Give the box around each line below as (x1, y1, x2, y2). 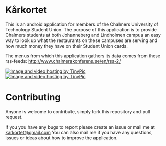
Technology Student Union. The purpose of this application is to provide (5, 26, 157, 32)
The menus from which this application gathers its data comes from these (5, 53, 161, 59)
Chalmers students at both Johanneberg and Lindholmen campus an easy (5, 32, 161, 38)
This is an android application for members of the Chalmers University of (5, 21, 158, 27)
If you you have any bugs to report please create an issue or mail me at (5, 123, 155, 130)
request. (5, 114, 23, 120)
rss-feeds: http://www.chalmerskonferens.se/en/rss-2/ (5, 58, 121, 64)
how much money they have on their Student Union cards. (5, 43, 128, 49)
